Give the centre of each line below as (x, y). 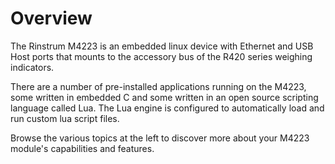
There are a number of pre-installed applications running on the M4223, (158, 86)
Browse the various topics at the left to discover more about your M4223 (160, 138)
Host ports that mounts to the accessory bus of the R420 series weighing (161, 56)
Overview (51, 18)
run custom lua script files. (65, 118)
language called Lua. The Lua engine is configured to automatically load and (167, 108)
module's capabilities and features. (82, 148)
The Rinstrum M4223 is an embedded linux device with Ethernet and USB (162, 46)
